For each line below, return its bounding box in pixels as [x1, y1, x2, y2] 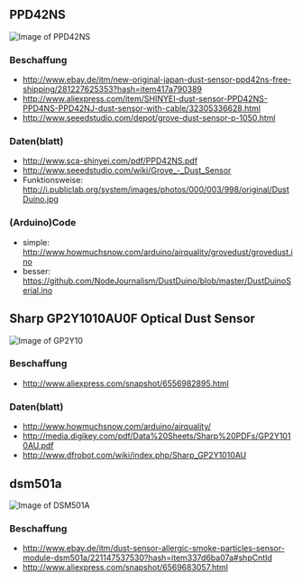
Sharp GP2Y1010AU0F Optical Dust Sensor [9, 311, 255, 327]
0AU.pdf [22, 440, 54, 451]
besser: [22, 265, 51, 276]
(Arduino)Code [9, 217, 77, 229]
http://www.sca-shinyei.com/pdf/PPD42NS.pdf [22, 155, 198, 166]
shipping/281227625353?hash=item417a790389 [22, 84, 203, 95]
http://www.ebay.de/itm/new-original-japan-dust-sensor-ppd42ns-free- [22, 74, 292, 85]
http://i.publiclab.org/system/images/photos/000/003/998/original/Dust [22, 184, 290, 195]
